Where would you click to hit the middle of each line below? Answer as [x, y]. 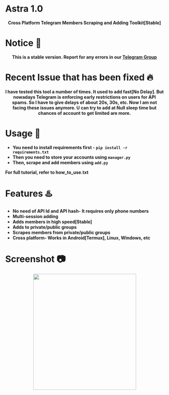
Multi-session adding [35, 216]
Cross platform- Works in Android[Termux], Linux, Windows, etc [81, 238]
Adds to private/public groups [45, 227]
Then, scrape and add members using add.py [60, 162]
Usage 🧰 [23, 134]
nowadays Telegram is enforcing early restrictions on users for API [84, 97]
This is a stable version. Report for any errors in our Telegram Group [84, 57]
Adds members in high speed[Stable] [52, 222]
